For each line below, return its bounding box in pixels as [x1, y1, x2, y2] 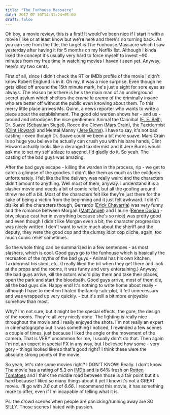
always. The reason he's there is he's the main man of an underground [5, 90, 153, 96]
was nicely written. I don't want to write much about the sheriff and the [5, 224, 154, 230]
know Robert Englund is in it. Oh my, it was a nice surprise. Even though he [5, 78, 162, 85]
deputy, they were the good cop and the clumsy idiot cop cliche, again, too [5, 229, 162, 235]
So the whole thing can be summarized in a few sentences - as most [5, 244, 149, 251]
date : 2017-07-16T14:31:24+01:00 [5, 12, 76, 17]
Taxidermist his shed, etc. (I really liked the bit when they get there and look [5, 261, 164, 267]
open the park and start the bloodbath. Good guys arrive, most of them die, [5, 277, 163, 283]
